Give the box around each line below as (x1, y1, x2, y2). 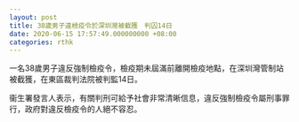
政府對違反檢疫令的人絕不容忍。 (24, 103, 142, 115)
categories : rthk (9, 37, 74, 47)
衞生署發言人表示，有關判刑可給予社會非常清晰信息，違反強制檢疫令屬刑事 (9, 93, 282, 103)
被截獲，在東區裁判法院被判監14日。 (9, 74, 142, 85)
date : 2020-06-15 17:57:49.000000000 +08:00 (9, 29, 177, 38)
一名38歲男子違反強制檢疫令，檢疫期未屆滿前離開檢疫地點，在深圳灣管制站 (9, 63, 285, 73)
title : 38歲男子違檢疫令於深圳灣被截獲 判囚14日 (9, 21, 173, 30)
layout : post (9, 12, 58, 22)
